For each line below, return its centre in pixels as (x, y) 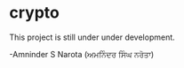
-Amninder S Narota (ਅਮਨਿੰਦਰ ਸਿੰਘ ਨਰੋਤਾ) (82, 54)
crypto (34, 13)
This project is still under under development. (92, 37)
